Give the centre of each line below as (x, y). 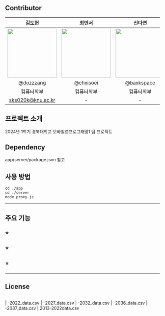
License (17, 287)
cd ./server (17, 193)
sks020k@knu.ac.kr (32, 100)
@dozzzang (32, 82)
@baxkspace (140, 82)
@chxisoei (86, 82)
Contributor (23, 8)
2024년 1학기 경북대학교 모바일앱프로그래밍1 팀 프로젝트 (59, 131)
